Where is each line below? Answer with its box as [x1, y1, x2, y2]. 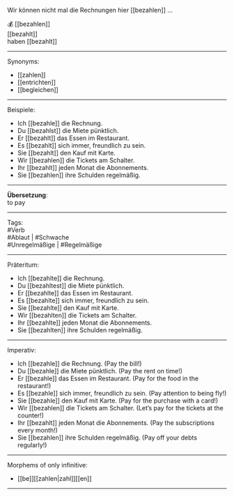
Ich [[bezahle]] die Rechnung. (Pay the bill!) [17, 359, 142, 368]
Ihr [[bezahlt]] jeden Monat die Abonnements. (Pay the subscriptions [17, 419, 214, 427]
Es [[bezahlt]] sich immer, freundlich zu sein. [17, 141, 146, 149]
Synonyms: [7, 57, 40, 65]
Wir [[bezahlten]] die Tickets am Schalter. [17, 311, 137, 319]
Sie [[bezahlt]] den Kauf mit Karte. [17, 149, 116, 157]
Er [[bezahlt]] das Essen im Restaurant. [17, 134, 130, 142]
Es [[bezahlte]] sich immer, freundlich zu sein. [17, 296, 150, 304]
